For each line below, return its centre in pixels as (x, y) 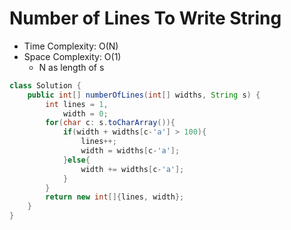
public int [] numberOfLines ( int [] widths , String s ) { (144, 95)
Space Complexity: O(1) (72, 56)
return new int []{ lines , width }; (115, 197)
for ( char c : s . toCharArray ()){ (110, 123)
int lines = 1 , (77, 104)
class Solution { (45, 85)
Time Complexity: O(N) (71, 46)
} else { (76, 160)
